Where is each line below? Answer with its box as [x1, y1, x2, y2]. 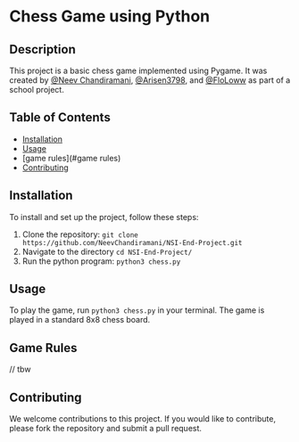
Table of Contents [9, 110, 112, 126]
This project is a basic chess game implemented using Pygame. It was [9, 65, 268, 76]
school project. [9, 85, 64, 94]
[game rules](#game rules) [21, 152, 121, 163]
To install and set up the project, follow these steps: [9, 211, 199, 222]
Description [9, 42, 76, 57]
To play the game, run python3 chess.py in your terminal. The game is [9, 305, 265, 315]
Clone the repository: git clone [21, 229, 138, 240]
